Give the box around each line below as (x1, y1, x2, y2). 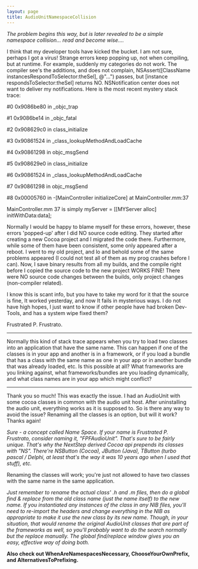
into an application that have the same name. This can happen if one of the (6, 344, 188, 351)
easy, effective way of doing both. (6, 538, 90, 545)
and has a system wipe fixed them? (22, 309, 108, 316)
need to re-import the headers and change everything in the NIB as (6, 507, 170, 514)
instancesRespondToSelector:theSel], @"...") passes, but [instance (6, 73, 168, 80)
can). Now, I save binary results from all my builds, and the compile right (6, 260, 182, 267)
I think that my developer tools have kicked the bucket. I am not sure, (6, 48, 174, 55)
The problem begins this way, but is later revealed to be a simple (6, 30, 164, 37)
